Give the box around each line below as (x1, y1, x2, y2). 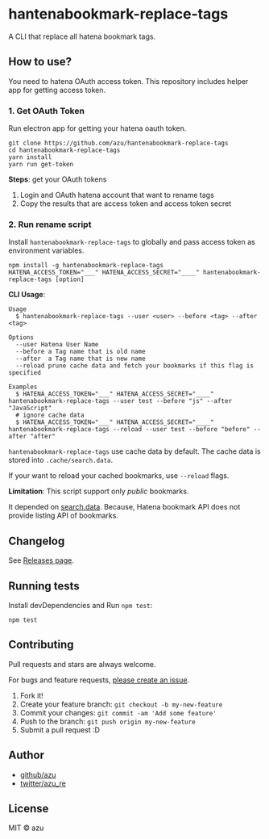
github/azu (19, 770, 56, 779)
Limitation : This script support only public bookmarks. (8, 486, 189, 497)
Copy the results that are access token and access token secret (19, 199, 232, 208)
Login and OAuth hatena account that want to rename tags (19, 191, 215, 200)
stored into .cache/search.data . (8, 455, 114, 465)
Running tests (8, 579, 81, 593)
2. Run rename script (8, 219, 92, 230)
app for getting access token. (8, 85, 106, 94)
